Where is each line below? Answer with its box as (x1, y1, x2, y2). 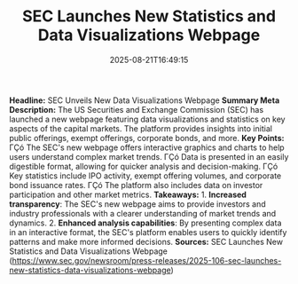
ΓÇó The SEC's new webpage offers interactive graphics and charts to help (9, 142, 286, 153)
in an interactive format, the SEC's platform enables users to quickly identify (9, 226, 287, 237)
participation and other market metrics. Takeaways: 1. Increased (9, 189, 247, 200)
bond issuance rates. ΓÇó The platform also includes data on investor (9, 179, 263, 190)
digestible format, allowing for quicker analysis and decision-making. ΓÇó (9, 161, 278, 171)
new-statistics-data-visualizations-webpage (9, 264, 171, 275)
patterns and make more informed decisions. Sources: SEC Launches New (9, 236, 284, 247)
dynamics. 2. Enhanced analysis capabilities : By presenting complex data (9, 217, 282, 228)
